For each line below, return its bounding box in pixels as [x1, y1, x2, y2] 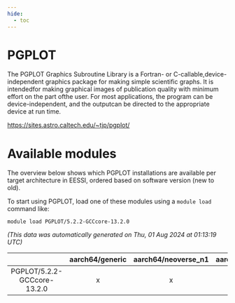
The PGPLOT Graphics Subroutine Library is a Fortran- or [7, 70, 172, 79]
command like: [7, 205, 50, 213]
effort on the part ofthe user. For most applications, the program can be [7, 93, 213, 101]
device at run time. [7, 107, 62, 116]
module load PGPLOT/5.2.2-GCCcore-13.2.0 [7, 218, 130, 225]
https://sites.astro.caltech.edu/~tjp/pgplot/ [7, 121, 130, 130]
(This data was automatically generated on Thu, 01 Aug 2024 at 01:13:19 [7, 231, 217, 239]
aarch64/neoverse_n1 [133, 255, 209, 264]
